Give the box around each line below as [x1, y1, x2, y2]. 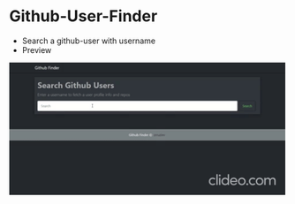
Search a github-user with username [21, 35, 156, 46]
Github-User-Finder [9, 6, 158, 26]
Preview [21, 44, 52, 55]
